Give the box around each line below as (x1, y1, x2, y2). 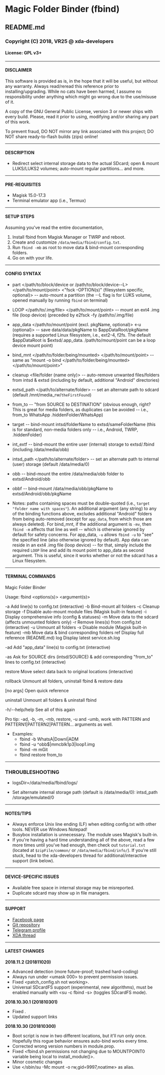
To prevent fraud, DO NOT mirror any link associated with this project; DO (5, 128, 154, 134)
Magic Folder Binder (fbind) (5, 3, 120, 15)
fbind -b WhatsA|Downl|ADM (19, 736, 79, 742)
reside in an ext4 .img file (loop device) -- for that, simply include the (12, 542, 152, 548)
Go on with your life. (12, 255, 54, 261)
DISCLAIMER (5, 67, 32, 73)
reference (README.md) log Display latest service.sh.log (5, 635, 120, 641)
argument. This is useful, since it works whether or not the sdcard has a (12, 552, 158, 558)
